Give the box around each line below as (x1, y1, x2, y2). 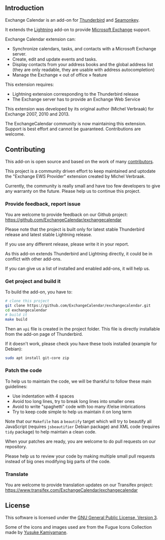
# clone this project (5, 298, 50, 304)
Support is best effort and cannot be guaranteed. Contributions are (5, 126, 141, 132)
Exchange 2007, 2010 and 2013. (5, 111, 70, 117)
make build (5, 317, 28, 322)
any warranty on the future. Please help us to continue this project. (5, 188, 141, 194)
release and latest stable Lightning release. (5, 231, 93, 237)
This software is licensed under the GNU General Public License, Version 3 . (5, 514, 158, 520)
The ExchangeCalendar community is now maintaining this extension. (5, 120, 146, 126)
